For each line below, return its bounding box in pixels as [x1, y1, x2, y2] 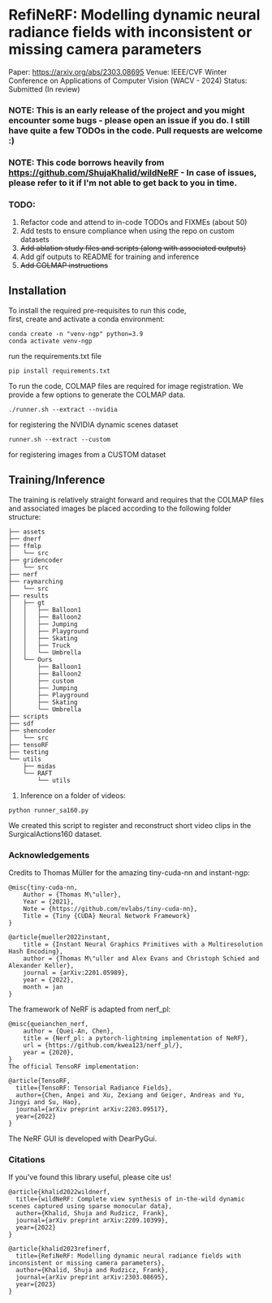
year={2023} [15, 1280, 57, 1288]
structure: [8, 511, 41, 521]
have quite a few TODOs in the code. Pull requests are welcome [8, 124, 263, 136]
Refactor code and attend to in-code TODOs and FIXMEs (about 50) [19, 218, 248, 227]
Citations [8, 1154, 45, 1165]
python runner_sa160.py [8, 806, 89, 814]
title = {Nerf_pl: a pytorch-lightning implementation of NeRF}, [23, 1034, 249, 1042]
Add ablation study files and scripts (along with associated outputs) [19, 244, 246, 253]
